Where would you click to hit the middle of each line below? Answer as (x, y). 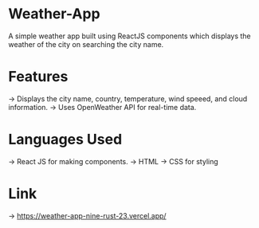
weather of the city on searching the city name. (86, 44)
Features (38, 77)
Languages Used (65, 140)
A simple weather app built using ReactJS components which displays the (129, 36)
